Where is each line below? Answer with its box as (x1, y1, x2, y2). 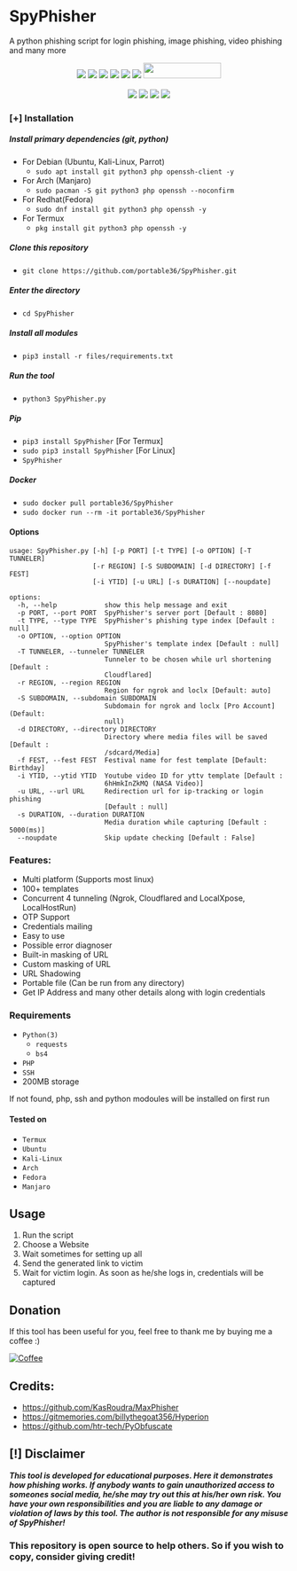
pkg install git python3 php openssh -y (35, 223, 187, 232)
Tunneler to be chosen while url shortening (104, 654, 272, 664)
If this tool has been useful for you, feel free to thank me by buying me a (9, 1326, 273, 1337)
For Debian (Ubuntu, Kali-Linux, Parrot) (21, 156, 166, 167)
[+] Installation (9, 112, 74, 124)
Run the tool (9, 371, 55, 381)
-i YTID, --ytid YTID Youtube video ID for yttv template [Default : (17, 771, 284, 780)
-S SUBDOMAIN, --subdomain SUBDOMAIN (17, 693, 157, 702)
